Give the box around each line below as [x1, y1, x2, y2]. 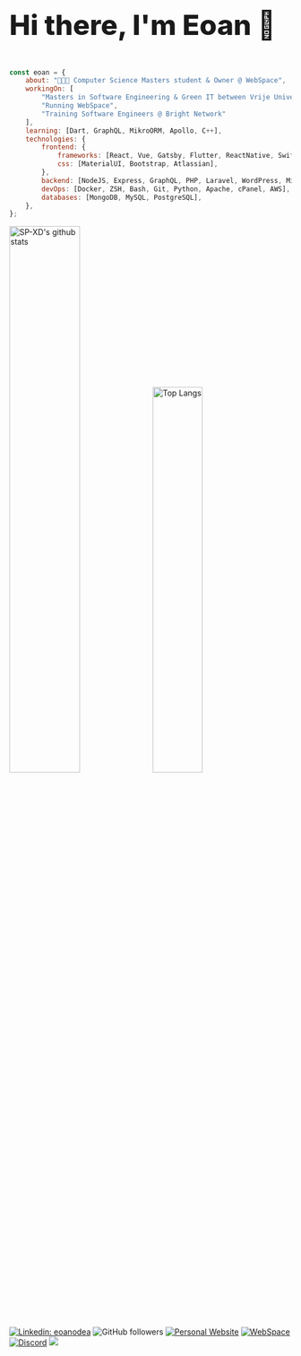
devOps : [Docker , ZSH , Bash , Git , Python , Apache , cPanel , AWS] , [41, 184, 291, 194]
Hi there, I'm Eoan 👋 [9, 8, 276, 42]
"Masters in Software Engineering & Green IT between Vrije [41, 93, 271, 102]
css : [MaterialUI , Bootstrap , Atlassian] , [56, 160, 219, 169]
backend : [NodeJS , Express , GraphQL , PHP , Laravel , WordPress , [41, 176, 282, 185]
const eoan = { [9, 67, 66, 77]
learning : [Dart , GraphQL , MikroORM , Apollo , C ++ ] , [25, 126, 222, 135]
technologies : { [25, 135, 87, 143]
